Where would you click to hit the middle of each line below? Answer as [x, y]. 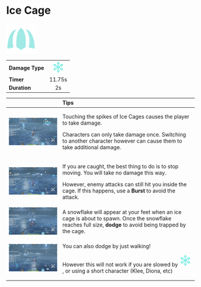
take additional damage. [92, 147]
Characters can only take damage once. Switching [124, 135]
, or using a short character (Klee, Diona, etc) [118, 271]
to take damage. [82, 123]
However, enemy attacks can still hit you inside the [125, 184]
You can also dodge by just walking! [106, 246]
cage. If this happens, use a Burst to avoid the [119, 191]
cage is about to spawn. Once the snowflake [117, 218]
